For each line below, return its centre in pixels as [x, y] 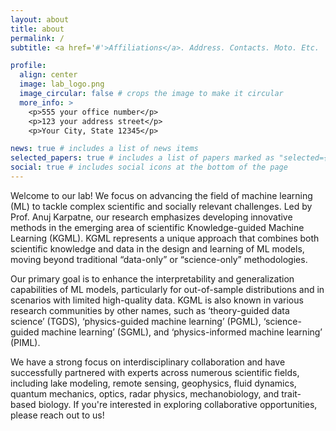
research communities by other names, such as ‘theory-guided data [150, 310]
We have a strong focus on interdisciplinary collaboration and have [148, 362]
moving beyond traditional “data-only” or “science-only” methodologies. [159, 259]
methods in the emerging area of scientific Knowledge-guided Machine [157, 227]
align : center [48, 75]
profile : [28, 66]
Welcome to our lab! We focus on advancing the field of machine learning [161, 195]
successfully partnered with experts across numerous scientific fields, [155, 372]
